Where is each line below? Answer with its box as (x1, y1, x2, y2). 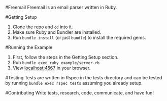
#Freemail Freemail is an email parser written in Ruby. (5, 5, 117, 10)
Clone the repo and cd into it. (12, 24, 73, 30)
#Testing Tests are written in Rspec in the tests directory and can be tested (5, 75, 162, 80)
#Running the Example (5, 44, 53, 50)
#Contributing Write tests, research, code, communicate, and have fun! (5, 90, 154, 95)
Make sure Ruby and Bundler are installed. (12, 29, 102, 35)
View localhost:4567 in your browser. (12, 65, 91, 71)
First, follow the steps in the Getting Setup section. (12, 54, 119, 60)
